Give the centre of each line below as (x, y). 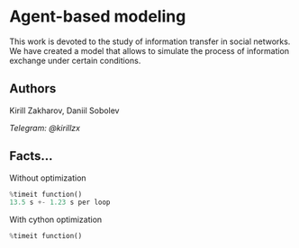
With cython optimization (56, 220)
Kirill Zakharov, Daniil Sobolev (64, 111)
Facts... (31, 156)
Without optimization (48, 178)
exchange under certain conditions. (75, 60)
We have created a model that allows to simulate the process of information (149, 50)
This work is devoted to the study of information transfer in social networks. (150, 41)
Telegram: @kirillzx (45, 128)
